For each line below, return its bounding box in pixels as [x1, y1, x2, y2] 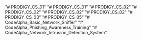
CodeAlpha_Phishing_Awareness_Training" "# [5, 25, 97, 30]
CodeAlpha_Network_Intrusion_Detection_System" [5, 30, 107, 35]
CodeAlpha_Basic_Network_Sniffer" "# [5, 19, 83, 25]
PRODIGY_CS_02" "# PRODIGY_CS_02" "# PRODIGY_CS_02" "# [5, 9, 133, 15]
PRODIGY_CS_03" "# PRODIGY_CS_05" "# [5, 14, 90, 20]
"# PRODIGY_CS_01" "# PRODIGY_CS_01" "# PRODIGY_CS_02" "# [5, 4, 137, 10]
